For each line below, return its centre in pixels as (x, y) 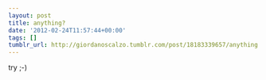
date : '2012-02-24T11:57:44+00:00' (67, 30)
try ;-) (18, 67)
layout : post (30, 15)
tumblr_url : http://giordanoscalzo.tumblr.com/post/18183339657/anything (133, 45)
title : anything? (37, 23)
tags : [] (23, 38)
